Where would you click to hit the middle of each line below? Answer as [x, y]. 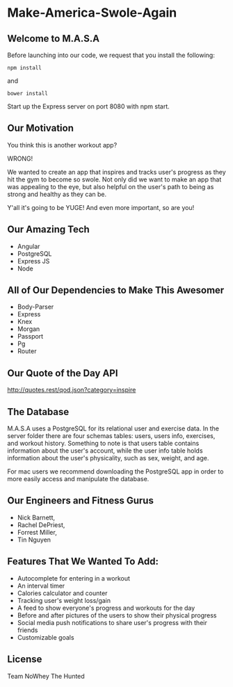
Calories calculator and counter [62, 593]
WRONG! [20, 159]
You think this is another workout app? [62, 145]
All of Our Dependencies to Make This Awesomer [116, 290]
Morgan [29, 329]
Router [27, 351]
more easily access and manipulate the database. [78, 479]
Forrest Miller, [37, 532]
